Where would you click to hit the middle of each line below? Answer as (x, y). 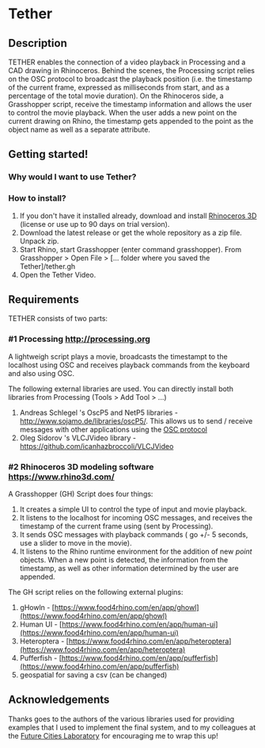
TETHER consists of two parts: (58, 319)
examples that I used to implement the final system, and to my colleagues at (132, 727)
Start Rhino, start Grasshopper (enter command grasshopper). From (131, 249)
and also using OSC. (42, 373)
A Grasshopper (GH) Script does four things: (81, 494)
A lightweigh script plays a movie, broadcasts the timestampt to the (118, 356)
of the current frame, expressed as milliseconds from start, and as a (119, 87)
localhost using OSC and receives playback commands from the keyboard (129, 365)
